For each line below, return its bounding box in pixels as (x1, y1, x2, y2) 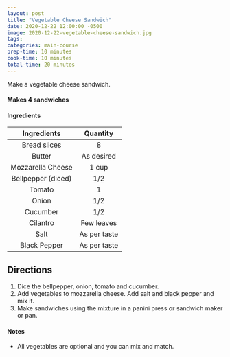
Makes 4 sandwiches (7, 95, 69, 104)
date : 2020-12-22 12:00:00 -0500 (7, 23, 103, 30)
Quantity (84, 128, 114, 138)
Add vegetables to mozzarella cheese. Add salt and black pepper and (16, 290, 214, 298)
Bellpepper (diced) (11, 174, 72, 183)
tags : (7, 36, 23, 43)
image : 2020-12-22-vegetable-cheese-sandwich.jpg (7, 29, 152, 36)
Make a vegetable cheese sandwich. (7, 80, 111, 88)
